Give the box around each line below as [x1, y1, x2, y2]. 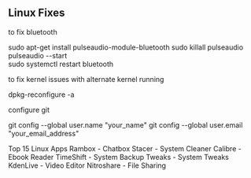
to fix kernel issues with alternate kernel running [8, 74, 164, 83]
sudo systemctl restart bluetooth [8, 59, 114, 69]
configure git [8, 105, 50, 114]
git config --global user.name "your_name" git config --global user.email [8, 120, 243, 129]
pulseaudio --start [8, 50, 68, 60]
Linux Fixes [8, 6, 65, 20]
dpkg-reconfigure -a [8, 90, 75, 99]
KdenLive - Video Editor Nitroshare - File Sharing [8, 161, 167, 170]
